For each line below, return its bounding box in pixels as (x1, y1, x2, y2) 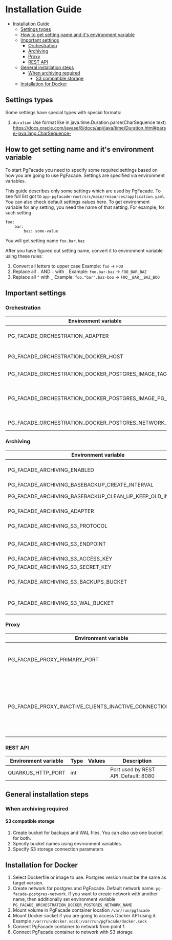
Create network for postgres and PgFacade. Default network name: (12, 885, 155, 892)
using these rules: (5, 253, 43, 259)
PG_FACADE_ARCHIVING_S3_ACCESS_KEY (8, 555, 113, 562)
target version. (12, 880, 44, 886)
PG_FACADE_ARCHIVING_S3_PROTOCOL (8, 522, 107, 529)
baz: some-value (24, 228, 58, 233)
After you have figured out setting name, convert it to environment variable (5, 247, 163, 254)
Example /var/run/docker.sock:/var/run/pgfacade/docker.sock (12, 918, 147, 924)
